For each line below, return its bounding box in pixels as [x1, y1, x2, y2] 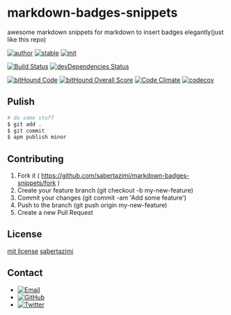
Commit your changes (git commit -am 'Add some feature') [17, 193, 186, 202]
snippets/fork [17, 179, 56, 187]
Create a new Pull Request [17, 209, 94, 217]
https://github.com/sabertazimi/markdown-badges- [40, 172, 190, 180]
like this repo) [7, 35, 47, 43]
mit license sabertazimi [7, 247, 74, 255]
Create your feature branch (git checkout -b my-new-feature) [17, 186, 193, 195]
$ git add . [7, 120, 42, 128]
